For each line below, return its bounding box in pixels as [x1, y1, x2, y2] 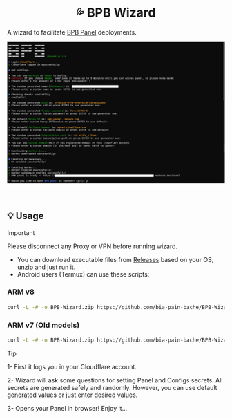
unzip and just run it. [17, 263, 76, 271]
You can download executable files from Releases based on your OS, [17, 255, 214, 263]
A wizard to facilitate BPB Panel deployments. [7, 28, 137, 36]
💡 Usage [7, 210, 44, 222]
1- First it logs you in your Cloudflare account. [7, 362, 137, 371]
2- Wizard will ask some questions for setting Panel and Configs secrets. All [7, 375, 223, 384]
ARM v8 [7, 287, 35, 297]
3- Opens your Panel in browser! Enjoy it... [7, 404, 128, 412]
